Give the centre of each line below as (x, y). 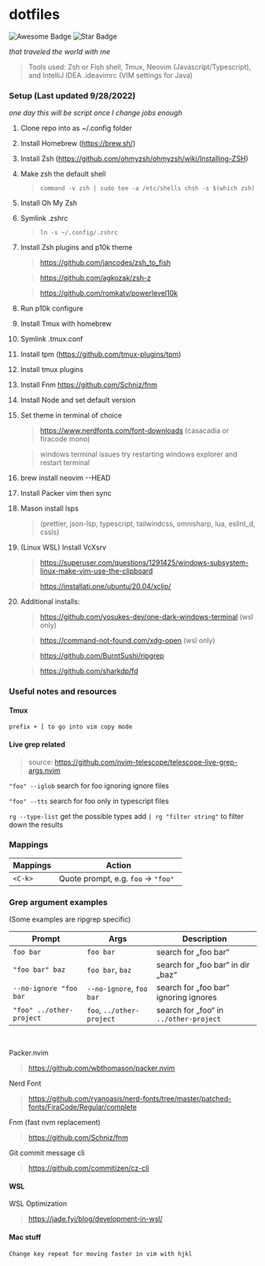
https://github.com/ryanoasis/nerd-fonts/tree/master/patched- (129, 1099)
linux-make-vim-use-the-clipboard (96, 571)
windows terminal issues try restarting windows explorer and (139, 454)
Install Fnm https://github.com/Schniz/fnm (89, 385)
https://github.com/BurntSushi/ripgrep (102, 656)
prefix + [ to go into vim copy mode (71, 727)
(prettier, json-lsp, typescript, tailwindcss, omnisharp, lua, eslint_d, (147, 524)
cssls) (50, 532)
